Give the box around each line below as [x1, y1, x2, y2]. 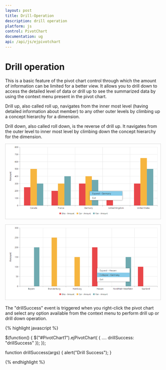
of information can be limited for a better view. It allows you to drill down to [5, 83, 158, 89]
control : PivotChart [5, 29, 48, 34]
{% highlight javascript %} [5, 325, 59, 331]
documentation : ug [5, 34, 43, 39]
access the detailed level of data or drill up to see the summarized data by [5, 88, 156, 94]
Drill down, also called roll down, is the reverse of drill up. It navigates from [5, 123, 157, 129]
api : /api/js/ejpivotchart [5, 40, 61, 45]
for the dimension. [5, 134, 42, 140]
